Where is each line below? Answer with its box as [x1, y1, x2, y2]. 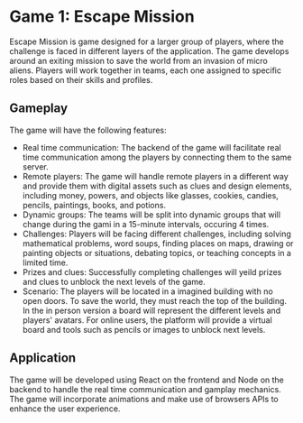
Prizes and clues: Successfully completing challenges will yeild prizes [22, 266, 282, 277]
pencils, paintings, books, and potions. [22, 199, 167, 210]
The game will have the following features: [9, 124, 167, 135]
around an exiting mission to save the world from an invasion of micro [9, 55, 268, 66]
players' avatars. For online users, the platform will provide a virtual [22, 314, 272, 326]
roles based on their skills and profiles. [9, 74, 153, 85]
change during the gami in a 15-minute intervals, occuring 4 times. [22, 218, 270, 229]
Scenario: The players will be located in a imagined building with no [22, 286, 273, 297]
